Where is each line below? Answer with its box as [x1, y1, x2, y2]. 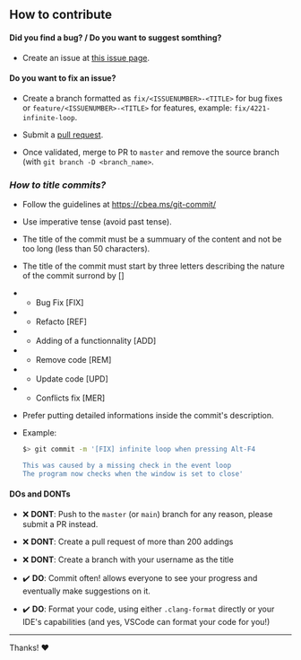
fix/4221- [234, 103, 271, 113]
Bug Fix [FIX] [35, 297, 84, 308]
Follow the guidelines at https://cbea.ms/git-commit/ [21, 199, 217, 210]
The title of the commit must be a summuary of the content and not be [21, 233, 282, 245]
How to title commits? [9, 179, 107, 191]
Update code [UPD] [35, 374, 109, 384]
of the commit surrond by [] [21, 270, 125, 281]
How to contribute [9, 7, 113, 22]
